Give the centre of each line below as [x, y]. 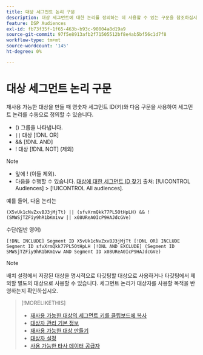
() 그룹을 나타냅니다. [39, 127]
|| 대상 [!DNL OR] [37, 135]
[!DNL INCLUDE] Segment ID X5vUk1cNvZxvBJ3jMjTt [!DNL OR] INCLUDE [93, 241]
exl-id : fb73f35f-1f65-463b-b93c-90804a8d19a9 [66, 29]
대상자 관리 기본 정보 [55, 323]
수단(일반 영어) [24, 229]
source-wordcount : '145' [38, 46]
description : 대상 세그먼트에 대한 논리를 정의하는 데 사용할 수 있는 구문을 [90, 18]
